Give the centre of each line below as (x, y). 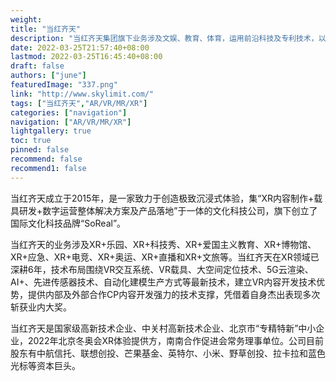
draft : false (37, 66)
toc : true (31, 141)
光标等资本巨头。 (45, 365)
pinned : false (40, 150)
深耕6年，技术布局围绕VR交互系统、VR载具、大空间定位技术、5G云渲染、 (162, 269)
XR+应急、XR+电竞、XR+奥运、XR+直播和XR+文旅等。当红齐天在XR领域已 (165, 257)
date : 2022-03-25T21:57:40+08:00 (80, 47)
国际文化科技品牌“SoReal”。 (68, 223)
